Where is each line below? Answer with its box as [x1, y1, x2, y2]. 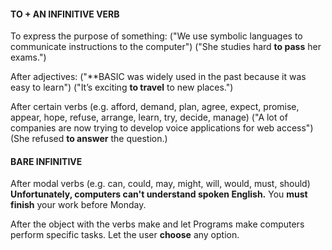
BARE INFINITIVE [10, 155, 83, 167]
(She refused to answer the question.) [10, 133, 168, 145]
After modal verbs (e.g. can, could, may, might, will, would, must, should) [10, 178, 311, 190]
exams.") [10, 51, 47, 64]
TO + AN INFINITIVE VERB [10, 8, 120, 20]
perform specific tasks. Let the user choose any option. [10, 229, 240, 241]
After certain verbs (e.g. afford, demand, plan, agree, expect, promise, [10, 101, 300, 113]
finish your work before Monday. [10, 199, 147, 211]
